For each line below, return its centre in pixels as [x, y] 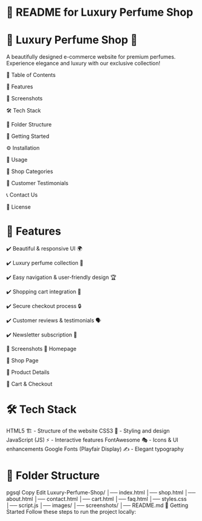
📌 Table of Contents [31, 75]
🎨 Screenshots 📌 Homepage [41, 349]
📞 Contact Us [22, 195]
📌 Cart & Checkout [29, 384]
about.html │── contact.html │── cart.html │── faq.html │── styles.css [96, 499]
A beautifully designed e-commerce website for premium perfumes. [91, 57]
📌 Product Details [28, 372]
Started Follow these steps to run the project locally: [71, 511]
